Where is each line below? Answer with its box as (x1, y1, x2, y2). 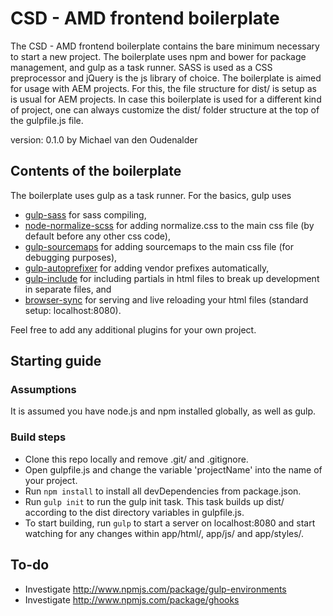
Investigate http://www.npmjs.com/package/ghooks (24, 593, 240, 606)
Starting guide (10, 353, 102, 370)
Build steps (10, 430, 67, 444)
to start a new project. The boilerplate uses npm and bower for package (10, 50, 307, 62)
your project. (24, 474, 78, 486)
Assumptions (10, 383, 77, 397)
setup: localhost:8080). (24, 304, 122, 316)
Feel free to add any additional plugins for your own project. (10, 323, 257, 336)
